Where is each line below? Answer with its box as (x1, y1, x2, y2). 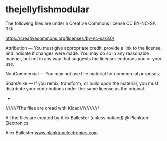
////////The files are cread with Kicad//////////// (5, 105, 99, 111)
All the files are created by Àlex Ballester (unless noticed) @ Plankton (5, 114, 148, 121)
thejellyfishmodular (5, 4, 90, 15)
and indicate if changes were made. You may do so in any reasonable (5, 50, 149, 56)
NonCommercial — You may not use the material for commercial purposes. (5, 70, 160, 76)
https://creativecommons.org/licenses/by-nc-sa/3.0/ (5, 35, 115, 41)
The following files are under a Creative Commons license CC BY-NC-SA (5, 20, 156, 26)
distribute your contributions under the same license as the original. (5, 85, 146, 91)
